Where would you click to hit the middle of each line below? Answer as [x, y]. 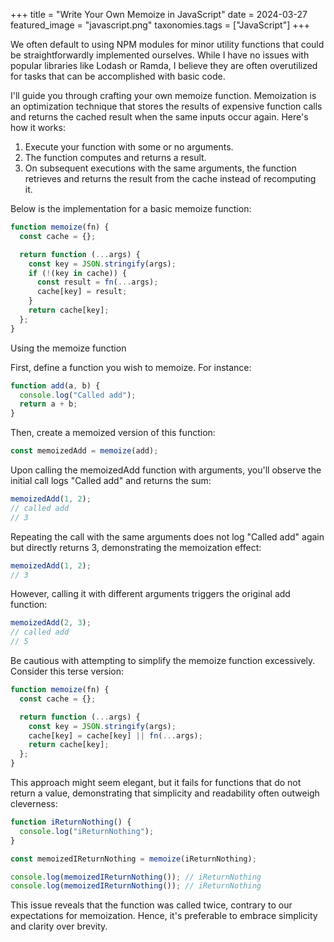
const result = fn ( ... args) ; [97, 282]
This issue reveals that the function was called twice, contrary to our [151, 905]
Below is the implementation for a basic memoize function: [131, 208]
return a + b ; [48, 404]
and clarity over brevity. [59, 926]
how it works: [38, 127]
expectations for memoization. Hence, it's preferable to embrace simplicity [164, 916]
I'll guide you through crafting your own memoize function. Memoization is [163, 95]
